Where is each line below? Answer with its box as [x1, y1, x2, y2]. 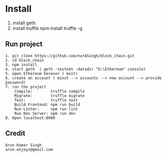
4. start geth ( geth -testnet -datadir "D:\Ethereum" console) [5, 66, 146, 71]
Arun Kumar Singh [5, 142, 42, 147]
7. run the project [5, 84, 47, 89]
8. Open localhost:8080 [5, 115, 56, 121]
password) [5, 80, 26, 85]
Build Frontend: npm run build [14, 102, 80, 107]
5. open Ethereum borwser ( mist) [5, 71, 78, 76]
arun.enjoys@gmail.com [5, 147, 53, 152]
